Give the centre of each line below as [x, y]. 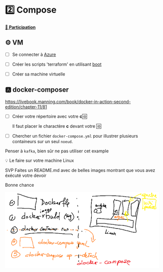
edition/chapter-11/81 [26, 107]
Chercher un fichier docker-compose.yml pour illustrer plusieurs [75, 136]
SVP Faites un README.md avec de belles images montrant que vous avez [80, 170]
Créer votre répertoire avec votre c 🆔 [49, 116]
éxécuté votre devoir [26, 175]
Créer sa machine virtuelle [39, 74]
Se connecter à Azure [34, 54]
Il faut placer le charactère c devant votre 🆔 [57, 126]
